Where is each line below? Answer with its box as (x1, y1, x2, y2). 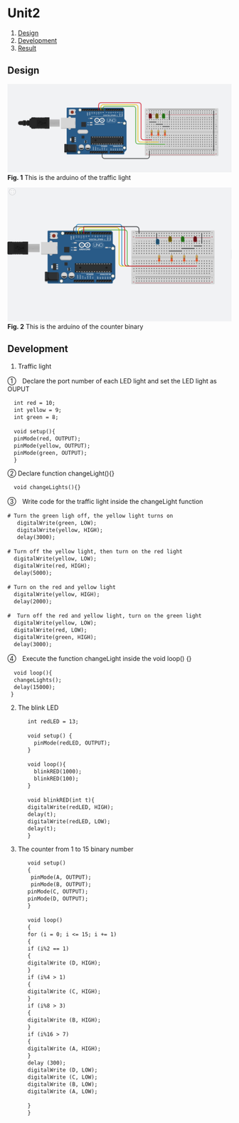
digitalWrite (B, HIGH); (27, 1016, 101, 1024)
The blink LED (17, 703, 59, 712)
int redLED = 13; (27, 717, 79, 725)
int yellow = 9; (14, 406, 62, 413)
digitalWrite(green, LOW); (16, 519, 97, 526)
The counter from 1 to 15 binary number (17, 845, 134, 853)
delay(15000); (14, 683, 55, 690)
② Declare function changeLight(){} (7, 469, 115, 478)
